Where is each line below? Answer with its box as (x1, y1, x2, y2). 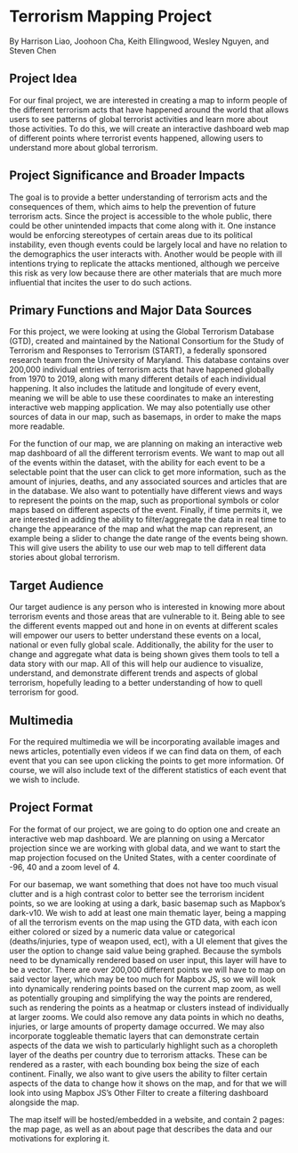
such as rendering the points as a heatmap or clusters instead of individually (9, 1001, 289, 1013)
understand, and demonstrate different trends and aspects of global (9, 668, 258, 679)
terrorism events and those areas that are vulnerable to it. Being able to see (9, 611, 286, 622)
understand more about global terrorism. (9, 142, 158, 152)
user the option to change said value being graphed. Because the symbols (9, 945, 282, 956)
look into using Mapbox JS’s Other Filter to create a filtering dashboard (9, 1087, 269, 1098)
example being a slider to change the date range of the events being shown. (9, 533, 289, 544)
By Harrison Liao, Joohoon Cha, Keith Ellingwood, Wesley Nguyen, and (9, 36, 270, 46)
